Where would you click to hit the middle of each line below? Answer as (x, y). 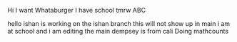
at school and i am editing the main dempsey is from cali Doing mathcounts (118, 31)
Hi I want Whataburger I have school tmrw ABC (77, 10)
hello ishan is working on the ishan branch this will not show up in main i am (119, 23)
